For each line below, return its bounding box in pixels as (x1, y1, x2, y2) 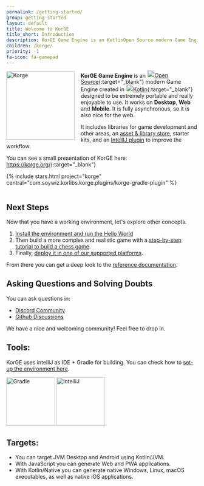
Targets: (6, 438, 39, 448)
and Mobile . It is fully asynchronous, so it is (81, 105, 190, 112)
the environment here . (14, 365, 70, 372)
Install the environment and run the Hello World (15, 230, 134, 238)
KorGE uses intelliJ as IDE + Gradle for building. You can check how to (6, 358, 182, 366)
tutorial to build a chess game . (15, 243, 91, 250)
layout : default (6, 20, 47, 26)
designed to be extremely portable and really (81, 92, 193, 100)
